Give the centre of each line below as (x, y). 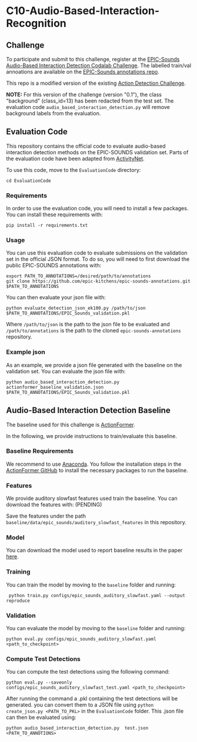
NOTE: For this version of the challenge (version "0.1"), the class (84, 95)
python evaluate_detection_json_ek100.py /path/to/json (76, 308)
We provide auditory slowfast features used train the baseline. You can (92, 498)
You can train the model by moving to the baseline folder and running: (91, 585)
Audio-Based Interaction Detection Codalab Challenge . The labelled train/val (99, 65)
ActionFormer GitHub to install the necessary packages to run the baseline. (97, 470)
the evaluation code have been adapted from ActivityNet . (76, 158)
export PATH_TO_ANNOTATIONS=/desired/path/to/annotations (79, 276)
